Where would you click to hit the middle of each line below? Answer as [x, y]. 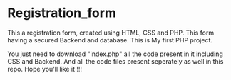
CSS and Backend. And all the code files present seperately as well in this [115, 61]
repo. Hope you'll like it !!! [45, 69]
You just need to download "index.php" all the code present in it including [115, 54]
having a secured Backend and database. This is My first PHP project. [110, 40]
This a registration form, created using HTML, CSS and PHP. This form [111, 33]
